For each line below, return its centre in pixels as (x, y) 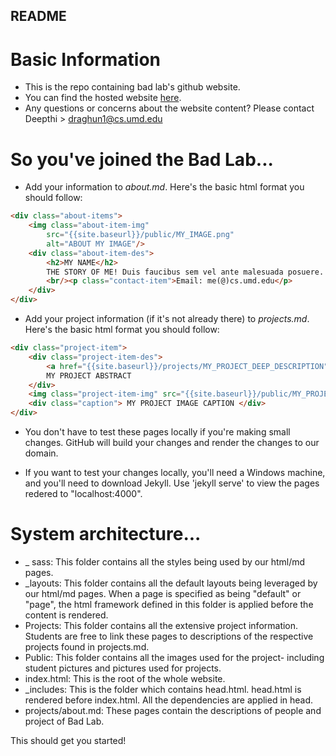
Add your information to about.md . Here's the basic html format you (164, 187)
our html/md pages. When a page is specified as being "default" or (163, 593)
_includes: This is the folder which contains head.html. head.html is (163, 689)
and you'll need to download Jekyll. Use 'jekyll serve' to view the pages (172, 483)
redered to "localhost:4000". (83, 494)
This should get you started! (68, 740)
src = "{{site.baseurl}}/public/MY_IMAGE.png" (140, 235)
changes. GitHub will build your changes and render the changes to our (172, 443)
